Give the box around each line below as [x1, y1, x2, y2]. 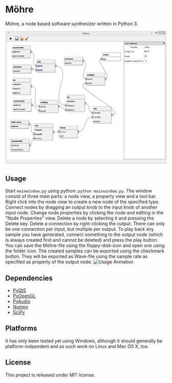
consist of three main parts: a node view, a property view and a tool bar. [5, 193, 157, 199]
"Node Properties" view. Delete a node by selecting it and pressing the [5, 215, 155, 222]
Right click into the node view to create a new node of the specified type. [5, 199, 160, 205]
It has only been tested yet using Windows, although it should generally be [5, 338, 163, 344]
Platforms [5, 324, 37, 333]
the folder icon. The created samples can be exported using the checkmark [5, 248, 165, 254]
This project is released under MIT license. [5, 372, 96, 378]
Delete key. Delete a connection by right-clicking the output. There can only [5, 221, 165, 227]
